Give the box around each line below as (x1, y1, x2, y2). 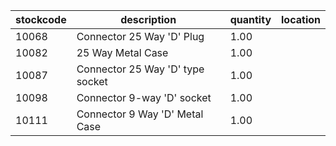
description (120, 13, 177, 26)
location (281, 13, 321, 26)
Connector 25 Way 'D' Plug (76, 30, 205, 43)
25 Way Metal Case (76, 46, 169, 59)
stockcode (15, 13, 67, 26)
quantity (229, 13, 272, 26)
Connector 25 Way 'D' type (76, 62, 205, 76)
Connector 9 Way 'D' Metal (76, 107, 204, 121)
